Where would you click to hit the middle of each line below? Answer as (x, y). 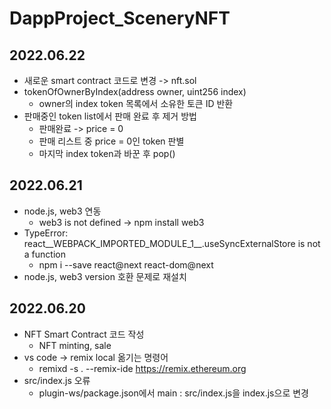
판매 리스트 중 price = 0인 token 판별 (111, 141)
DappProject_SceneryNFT (120, 18)
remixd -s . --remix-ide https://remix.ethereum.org (142, 368)
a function (44, 254)
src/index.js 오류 (57, 380)
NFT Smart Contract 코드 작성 (84, 334)
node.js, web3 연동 (62, 211)
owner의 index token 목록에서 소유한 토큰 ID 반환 (136, 103)
